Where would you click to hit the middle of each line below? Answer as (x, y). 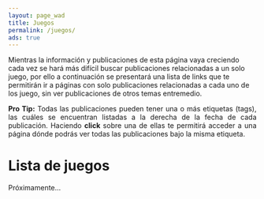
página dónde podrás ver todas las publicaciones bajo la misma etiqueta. (127, 134)
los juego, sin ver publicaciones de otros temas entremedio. (105, 94)
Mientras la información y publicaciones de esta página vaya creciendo (124, 60)
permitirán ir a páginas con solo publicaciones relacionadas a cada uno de (129, 85)
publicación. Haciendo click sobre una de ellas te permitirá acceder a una (133, 126)
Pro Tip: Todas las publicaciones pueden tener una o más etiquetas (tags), (132, 109)
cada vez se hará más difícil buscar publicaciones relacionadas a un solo (127, 69)
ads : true (24, 38)
